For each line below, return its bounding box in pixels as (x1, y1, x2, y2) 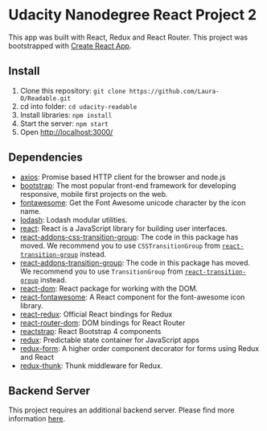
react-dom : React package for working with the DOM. (19, 283, 199, 293)
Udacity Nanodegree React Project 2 (8, 6, 257, 24)
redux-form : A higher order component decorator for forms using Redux (19, 343, 260, 353)
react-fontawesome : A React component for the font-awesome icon (19, 292, 245, 302)
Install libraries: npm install (19, 110, 113, 119)
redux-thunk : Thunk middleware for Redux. (19, 361, 163, 370)
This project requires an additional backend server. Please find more (8, 405, 235, 415)
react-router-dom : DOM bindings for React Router (19, 317, 186, 328)
